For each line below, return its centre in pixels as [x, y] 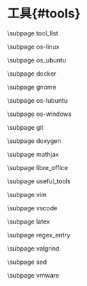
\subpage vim [27, 194]
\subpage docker [32, 74]
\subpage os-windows [39, 114]
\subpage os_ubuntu [37, 60]
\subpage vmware [33, 275]
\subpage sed [27, 262]
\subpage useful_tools [39, 181]
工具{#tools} [44, 14]
